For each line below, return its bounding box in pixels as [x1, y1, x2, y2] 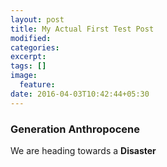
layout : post [10, 14, 65, 25]
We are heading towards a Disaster [10, 144, 157, 156]
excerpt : [10, 52, 47, 62]
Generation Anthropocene [10, 122, 140, 136]
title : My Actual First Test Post [10, 24, 155, 34]
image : [10, 71, 38, 81]
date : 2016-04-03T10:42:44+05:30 [10, 89, 150, 99]
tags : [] [10, 61, 47, 71]
